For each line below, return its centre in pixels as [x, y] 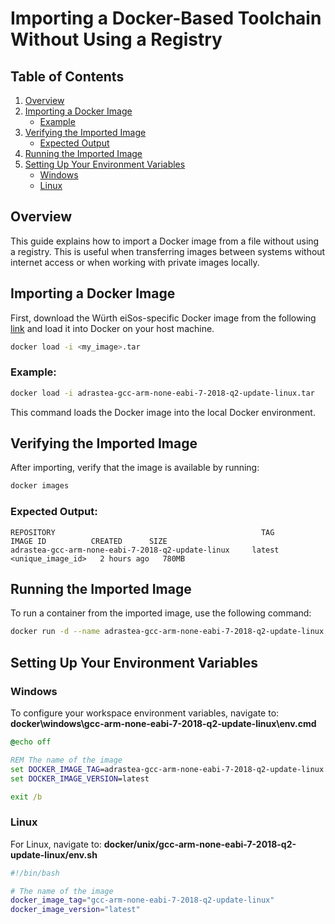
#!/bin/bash [35, 873]
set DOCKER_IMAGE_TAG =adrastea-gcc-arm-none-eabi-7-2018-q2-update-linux [167, 769]
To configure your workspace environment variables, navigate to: [145, 713]
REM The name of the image [66, 760]
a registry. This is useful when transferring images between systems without [168, 251]
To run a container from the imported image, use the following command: [161, 613]
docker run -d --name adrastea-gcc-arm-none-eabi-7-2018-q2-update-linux [167, 632]
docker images [40, 486]
